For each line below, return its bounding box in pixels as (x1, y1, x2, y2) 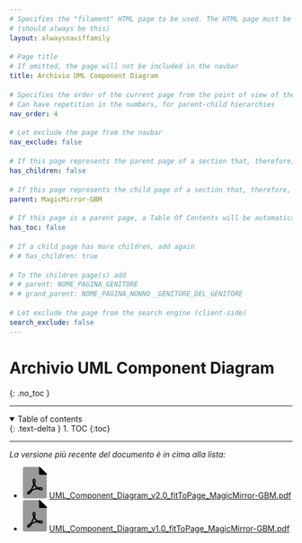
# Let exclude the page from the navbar (9, 129, 164, 138)
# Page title (9, 52, 58, 62)
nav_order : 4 (9, 109, 58, 119)
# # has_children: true (9, 252, 99, 261)
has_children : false (9, 166, 87, 175)
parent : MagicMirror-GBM (9, 194, 102, 204)
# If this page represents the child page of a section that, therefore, (9, 185, 292, 194)
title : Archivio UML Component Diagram (9, 72, 159, 81)
